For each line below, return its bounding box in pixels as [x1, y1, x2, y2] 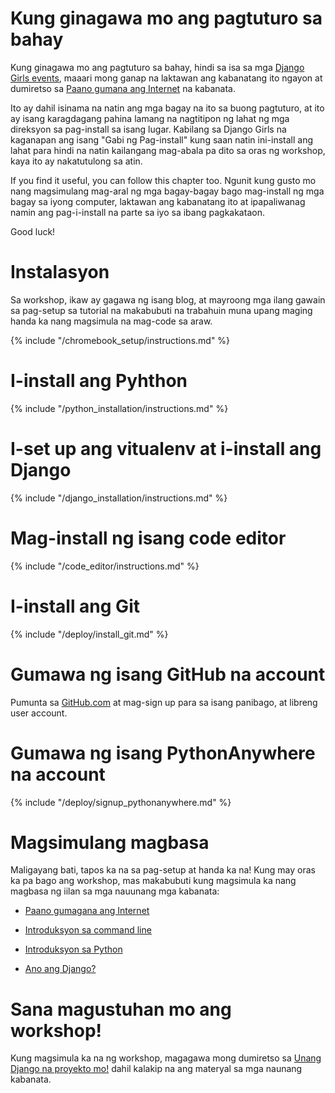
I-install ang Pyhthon [10, 370, 188, 392]
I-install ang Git [10, 595, 140, 617]
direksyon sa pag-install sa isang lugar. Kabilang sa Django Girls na [10, 123, 287, 135]
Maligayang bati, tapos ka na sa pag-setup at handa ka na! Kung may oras [10, 864, 316, 876]
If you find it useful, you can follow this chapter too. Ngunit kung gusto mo [10, 174, 317, 186]
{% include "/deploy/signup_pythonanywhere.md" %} [10, 796, 232, 808]
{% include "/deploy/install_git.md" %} [10, 628, 169, 640]
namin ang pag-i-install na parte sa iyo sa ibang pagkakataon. [10, 206, 265, 218]
